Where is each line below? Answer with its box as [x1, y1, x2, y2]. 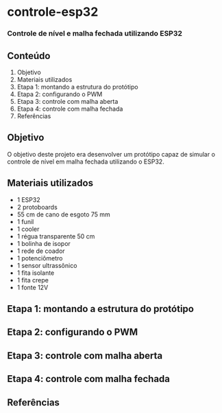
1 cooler [16, 225, 40, 233]
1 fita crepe [16, 276, 49, 284]
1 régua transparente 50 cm [16, 232, 95, 241]
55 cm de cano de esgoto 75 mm [16, 210, 111, 219]
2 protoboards [16, 203, 58, 211]
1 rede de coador [16, 247, 65, 255]
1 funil [16, 217, 34, 225]
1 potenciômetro [16, 254, 63, 262]
